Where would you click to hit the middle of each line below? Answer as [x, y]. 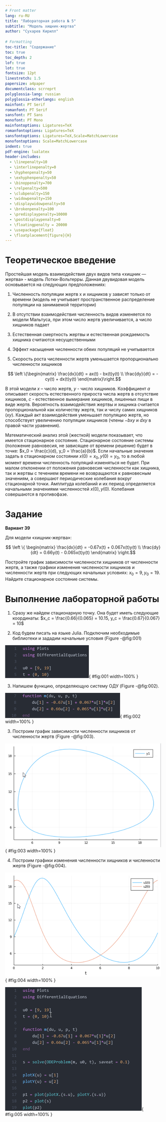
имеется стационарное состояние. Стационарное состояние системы [79, 441]
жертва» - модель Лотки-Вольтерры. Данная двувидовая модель [75, 280]
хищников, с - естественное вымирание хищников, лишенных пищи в [79, 399]
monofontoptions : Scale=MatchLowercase [46, 141]
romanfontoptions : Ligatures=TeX [40, 131]
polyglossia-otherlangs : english [40, 99]
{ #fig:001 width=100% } [114, 676]
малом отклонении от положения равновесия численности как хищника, [83, 468]
